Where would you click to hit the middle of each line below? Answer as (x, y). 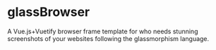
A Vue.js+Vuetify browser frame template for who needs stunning (103, 31)
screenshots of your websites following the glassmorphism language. (108, 38)
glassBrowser (49, 12)
